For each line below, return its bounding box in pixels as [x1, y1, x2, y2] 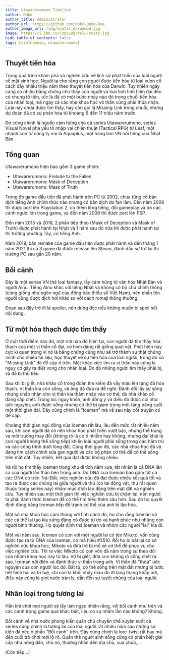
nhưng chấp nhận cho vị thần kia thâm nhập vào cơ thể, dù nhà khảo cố [5, 391, 154, 397]
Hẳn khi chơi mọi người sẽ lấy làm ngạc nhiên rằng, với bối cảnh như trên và [5, 602, 163, 609]
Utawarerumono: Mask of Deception [12, 179, 88, 185]
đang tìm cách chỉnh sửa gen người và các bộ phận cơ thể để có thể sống [5, 449, 158, 455]
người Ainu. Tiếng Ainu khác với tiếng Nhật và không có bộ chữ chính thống [5, 285, 162, 291]
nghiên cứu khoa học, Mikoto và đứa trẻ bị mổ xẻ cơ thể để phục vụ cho [5, 543, 155, 548]
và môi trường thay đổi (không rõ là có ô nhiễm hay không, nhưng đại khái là [5, 433, 163, 439]
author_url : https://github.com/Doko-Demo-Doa [5, 21, 105, 27]
